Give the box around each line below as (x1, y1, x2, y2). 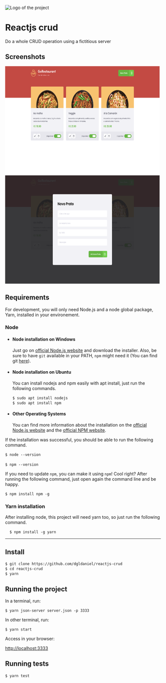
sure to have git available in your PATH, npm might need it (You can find (12, 352, 158, 358)
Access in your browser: (5, 636, 55, 642)
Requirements (5, 293, 49, 302)
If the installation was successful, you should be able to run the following (5, 437, 154, 443)
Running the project (5, 585, 68, 593)
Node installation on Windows (12, 337, 76, 342)
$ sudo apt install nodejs (12, 395, 68, 400)
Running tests (5, 660, 49, 668)
